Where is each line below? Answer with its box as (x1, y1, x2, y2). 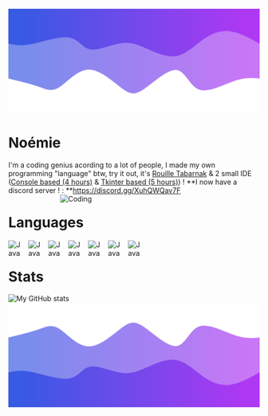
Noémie (8, 133, 61, 151)
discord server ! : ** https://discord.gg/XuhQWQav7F (8, 185, 181, 195)
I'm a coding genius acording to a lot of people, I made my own (8, 160, 216, 170)
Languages (8, 213, 84, 231)
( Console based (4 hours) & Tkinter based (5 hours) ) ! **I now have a (8, 177, 238, 186)
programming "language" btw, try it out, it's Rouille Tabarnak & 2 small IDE (8, 168, 252, 178)
